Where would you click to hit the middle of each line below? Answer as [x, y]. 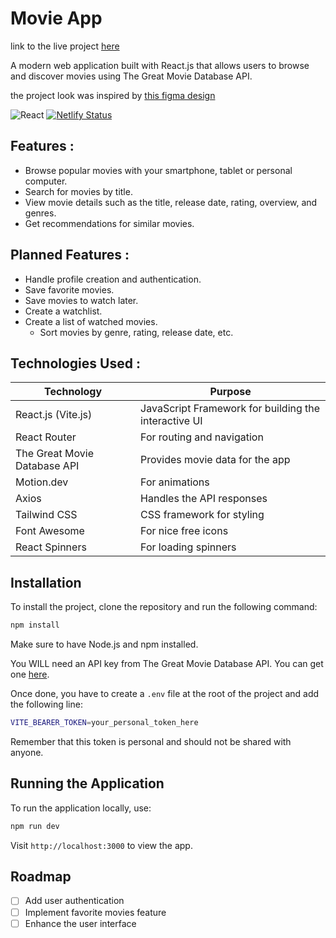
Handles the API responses [204, 499]
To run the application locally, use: [81, 808]
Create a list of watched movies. [91, 321]
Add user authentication [74, 901]
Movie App [56, 18]
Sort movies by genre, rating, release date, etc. [136, 332]
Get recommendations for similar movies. [109, 223]
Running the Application [87, 783]
